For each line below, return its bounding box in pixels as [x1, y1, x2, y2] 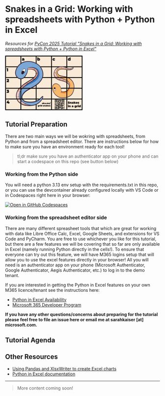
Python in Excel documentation [12, 371, 76, 377]
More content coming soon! [17, 385, 74, 391]
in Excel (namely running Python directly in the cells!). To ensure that [5, 246, 144, 252]
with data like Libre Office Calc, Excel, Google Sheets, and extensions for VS [5, 230, 160, 236]
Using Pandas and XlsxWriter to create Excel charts [12, 366, 117, 371]
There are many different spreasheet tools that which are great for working [5, 225, 157, 231]
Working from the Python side [5, 170, 79, 177]
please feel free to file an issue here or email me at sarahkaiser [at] [5, 316, 144, 322]
